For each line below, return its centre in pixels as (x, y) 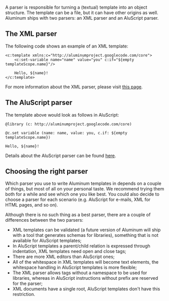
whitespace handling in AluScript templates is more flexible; (75, 268)
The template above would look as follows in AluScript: (62, 115)
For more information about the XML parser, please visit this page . (74, 87)
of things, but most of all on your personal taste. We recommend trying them (85, 189)
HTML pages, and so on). (32, 205)
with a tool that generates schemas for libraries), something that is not (86, 235)
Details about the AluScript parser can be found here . (61, 156)
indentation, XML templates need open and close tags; (69, 252)
